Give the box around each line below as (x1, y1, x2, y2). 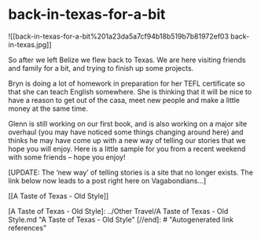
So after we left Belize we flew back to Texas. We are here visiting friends (8, 55, 246, 64)
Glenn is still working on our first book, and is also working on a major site (8, 119, 248, 128)
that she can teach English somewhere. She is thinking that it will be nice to (8, 86, 252, 96)
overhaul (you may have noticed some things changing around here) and (8, 127, 244, 137)
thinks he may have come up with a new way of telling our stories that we (8, 135, 246, 145)
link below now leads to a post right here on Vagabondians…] (8, 175, 207, 186)
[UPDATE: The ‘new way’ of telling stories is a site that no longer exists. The (8, 167, 254, 177)
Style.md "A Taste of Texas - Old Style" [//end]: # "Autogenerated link (8, 215, 234, 224)
